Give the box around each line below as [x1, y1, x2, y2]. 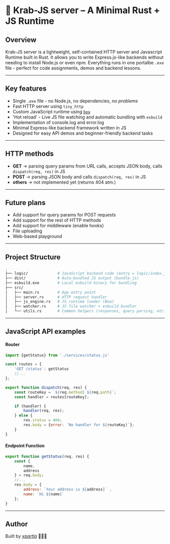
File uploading [12, 228, 42, 234]
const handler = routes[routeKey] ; [14, 394, 90, 399]
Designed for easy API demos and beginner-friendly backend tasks [12, 130, 153, 136]
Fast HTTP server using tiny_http [12, 103, 84, 109]
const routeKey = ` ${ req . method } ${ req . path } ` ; [14, 390, 116, 395]
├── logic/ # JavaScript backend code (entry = [5, 271, 135, 276]
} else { [14, 413, 33, 418]
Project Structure [5, 253, 61, 261]
